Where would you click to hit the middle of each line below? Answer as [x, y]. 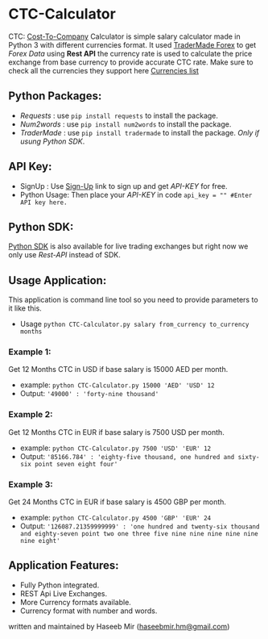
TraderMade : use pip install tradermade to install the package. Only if [140, 132]
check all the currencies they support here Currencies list [104, 70]
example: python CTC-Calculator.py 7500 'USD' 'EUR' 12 [115, 448]
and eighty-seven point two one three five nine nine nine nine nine [139, 534]
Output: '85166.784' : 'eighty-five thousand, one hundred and [127, 456]
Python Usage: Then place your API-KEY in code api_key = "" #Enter [136, 194]
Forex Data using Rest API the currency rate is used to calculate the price [130, 53]
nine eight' [40, 541]
